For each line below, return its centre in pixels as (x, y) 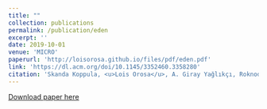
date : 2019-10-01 (37, 45)
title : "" (25, 15)
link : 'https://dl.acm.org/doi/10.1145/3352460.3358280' (104, 67)
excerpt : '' (28, 38)
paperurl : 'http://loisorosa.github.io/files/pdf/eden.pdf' (110, 60)
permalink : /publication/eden (58, 30)
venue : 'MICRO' (33, 52)
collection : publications (51, 23)
